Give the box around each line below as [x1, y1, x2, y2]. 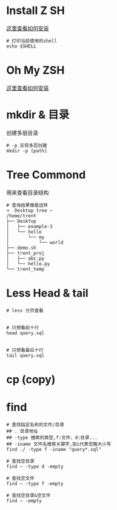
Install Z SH [6, 4, 65, 18]
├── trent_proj [6, 250, 45, 256]
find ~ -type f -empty [6, 480, 64, 487]
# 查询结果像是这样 [6, 202, 48, 208]
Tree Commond [6, 168, 86, 181]
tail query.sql [6, 352, 45, 358]
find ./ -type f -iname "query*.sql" [6, 446, 102, 452]
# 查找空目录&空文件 [6, 492, 51, 498]
